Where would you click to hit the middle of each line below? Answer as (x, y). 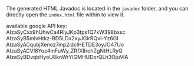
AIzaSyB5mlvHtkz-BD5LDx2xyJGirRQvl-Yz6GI (63, 38)
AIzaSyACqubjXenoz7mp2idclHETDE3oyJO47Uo (65, 44)
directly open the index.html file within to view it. (65, 15)
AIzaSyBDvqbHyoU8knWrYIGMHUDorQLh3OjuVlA (67, 57)
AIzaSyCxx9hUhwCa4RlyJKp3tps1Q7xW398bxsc (66, 32)
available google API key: (37, 26)
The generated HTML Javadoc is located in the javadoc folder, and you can (97, 8)
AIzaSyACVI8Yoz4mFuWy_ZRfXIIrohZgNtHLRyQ (64, 51)
